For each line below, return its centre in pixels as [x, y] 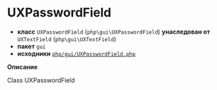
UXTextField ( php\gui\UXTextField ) [66, 38]
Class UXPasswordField [41, 80]
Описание [22, 67]
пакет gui [31, 46]
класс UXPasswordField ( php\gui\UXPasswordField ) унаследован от [113, 32]
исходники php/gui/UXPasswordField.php [76, 54]
